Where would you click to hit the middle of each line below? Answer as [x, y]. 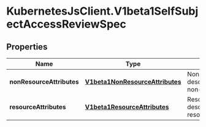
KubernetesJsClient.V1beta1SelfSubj [102, 11]
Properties [27, 47]
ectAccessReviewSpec [67, 24]
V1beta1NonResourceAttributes [133, 82]
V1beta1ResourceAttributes [127, 107]
